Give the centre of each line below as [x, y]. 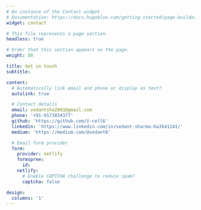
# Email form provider [40, 143]
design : [16, 192]
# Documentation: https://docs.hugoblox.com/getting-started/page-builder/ [103, 17]
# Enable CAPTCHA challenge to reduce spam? [78, 176]
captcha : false [41, 182]
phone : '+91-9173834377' [42, 116]
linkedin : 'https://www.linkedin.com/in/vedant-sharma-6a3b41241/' [98, 126]
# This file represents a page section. [57, 33]
